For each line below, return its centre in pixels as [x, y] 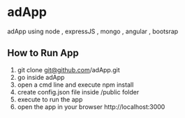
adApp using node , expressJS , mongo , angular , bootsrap [93, 31]
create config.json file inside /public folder [78, 92]
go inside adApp [41, 77]
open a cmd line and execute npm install [75, 85]
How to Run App [43, 53]
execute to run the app [50, 99]
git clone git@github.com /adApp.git [68, 69]
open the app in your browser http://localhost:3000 [91, 107]
